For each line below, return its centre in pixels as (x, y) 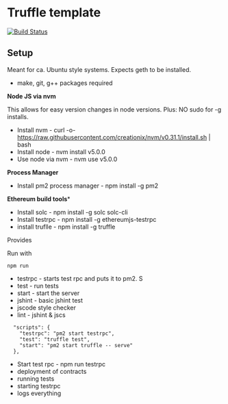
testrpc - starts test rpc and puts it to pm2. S (80, 278)
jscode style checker (47, 307)
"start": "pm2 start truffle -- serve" (76, 345)
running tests (36, 379)
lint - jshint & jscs (41, 315)
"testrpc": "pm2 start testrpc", (67, 333)
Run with (20, 253)
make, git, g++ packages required (65, 83)
